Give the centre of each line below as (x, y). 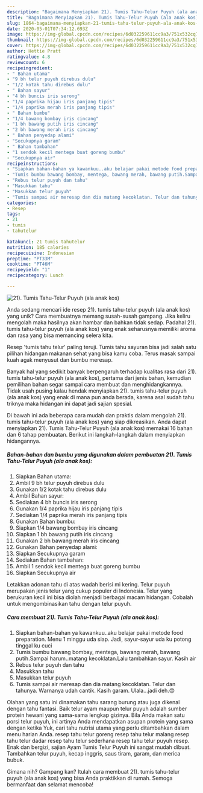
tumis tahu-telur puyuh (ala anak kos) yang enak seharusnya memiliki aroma (101, 329)
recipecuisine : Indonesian (41, 253)
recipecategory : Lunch (35, 275)
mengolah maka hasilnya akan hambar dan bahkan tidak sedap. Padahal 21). (101, 322)
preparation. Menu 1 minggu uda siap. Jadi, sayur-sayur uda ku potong (103, 639)
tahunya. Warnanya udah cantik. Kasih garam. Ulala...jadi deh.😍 (95, 690)
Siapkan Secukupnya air (45, 573)
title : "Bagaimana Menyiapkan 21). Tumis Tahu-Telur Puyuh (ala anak (96, 18)
